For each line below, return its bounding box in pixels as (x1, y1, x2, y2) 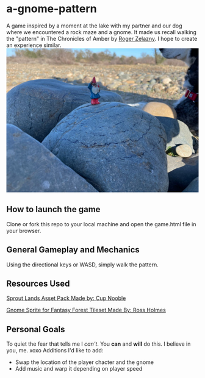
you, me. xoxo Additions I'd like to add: (6, 347, 104, 354)
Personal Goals (6, 324, 65, 334)
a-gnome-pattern (6, 2, 97, 16)
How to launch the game (6, 204, 101, 215)
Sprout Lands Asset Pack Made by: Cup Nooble (6, 294, 126, 302)
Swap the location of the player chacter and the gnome (15, 358, 154, 366)
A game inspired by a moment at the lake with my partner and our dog (6, 22, 182, 29)
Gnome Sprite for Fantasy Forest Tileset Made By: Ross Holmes (6, 307, 166, 314)
